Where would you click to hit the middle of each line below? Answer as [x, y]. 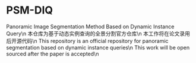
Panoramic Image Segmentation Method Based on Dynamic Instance [90, 26]
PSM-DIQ [30, 10]
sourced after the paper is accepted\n [53, 54]
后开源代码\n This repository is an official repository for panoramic [87, 41]
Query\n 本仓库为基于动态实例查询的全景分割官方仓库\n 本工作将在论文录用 [98, 34]
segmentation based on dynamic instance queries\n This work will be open [98, 47]
